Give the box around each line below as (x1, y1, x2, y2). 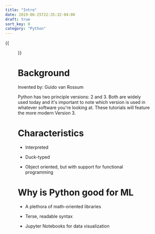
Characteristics (18, 128, 84, 139)
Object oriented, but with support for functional (25, 164, 123, 169)
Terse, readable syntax (25, 213, 73, 219)
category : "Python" (5, 26, 46, 31)
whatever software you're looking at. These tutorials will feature (18, 104, 150, 111)
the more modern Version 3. (18, 110, 76, 116)
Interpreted (25, 144, 49, 150)
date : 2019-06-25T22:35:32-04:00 (5, 12, 75, 17)
